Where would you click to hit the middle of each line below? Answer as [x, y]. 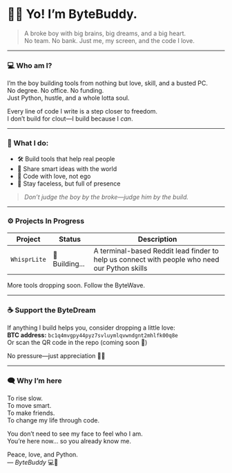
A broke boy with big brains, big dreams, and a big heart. [105, 33]
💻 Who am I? [30, 65]
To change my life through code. [54, 420]
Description [157, 239]
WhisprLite [28, 259]
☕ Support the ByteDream [52, 310]
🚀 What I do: [28, 143]
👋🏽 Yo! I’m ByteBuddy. [72, 14]
